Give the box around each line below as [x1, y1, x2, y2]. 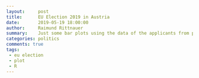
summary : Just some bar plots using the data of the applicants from [6, 30, 190, 36]
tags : [6, 47, 20, 53]
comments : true [6, 42, 44, 48]
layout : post [6, 8, 49, 15]
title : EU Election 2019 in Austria [6, 14, 110, 20]
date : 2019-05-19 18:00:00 [6, 19, 89, 25]
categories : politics [6, 36, 60, 42]
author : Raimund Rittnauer [6, 25, 84, 31]
